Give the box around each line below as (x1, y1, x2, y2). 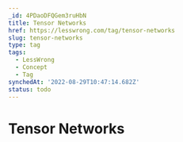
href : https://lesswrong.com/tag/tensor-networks (8, 26, 176, 34)
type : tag (8, 41, 41, 49)
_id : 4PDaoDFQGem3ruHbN (8, 11, 87, 20)
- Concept (15, 63, 48, 71)
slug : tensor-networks (8, 33, 83, 42)
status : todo (8, 85, 51, 94)
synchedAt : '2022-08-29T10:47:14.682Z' (8, 78, 140, 86)
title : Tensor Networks (8, 19, 87, 27)
